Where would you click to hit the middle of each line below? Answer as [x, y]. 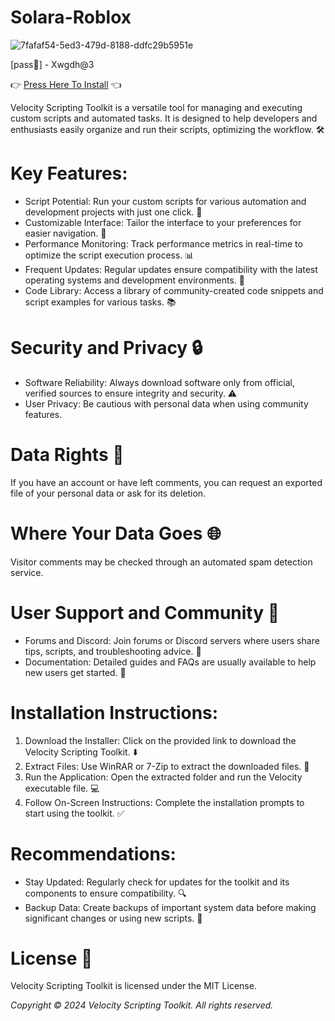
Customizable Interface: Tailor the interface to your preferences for [163, 222]
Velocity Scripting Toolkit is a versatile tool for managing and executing [156, 107]
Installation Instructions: [114, 712]
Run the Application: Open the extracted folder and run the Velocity [163, 777]
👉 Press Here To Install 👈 [66, 84]
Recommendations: [93, 853]
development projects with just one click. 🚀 [113, 212]
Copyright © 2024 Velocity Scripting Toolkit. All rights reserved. [142, 1005]
